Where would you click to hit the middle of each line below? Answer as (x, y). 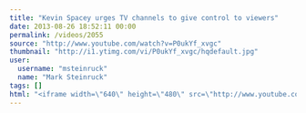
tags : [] (26, 86)
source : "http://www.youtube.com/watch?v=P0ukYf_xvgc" (116, 43)
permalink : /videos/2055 (56, 35)
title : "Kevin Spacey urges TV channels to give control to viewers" (144, 18)
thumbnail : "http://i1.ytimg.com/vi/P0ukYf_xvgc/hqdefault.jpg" (134, 52)
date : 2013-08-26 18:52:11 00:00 (73, 26)
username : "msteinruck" (62, 69)
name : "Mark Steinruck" (62, 77)
